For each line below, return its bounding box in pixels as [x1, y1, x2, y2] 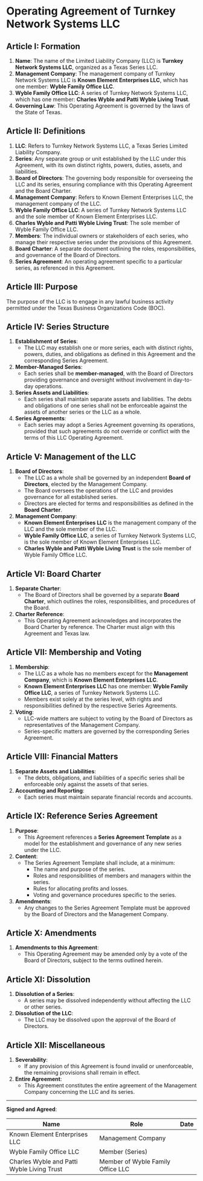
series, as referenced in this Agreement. [14, 264, 115, 272]
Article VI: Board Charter [6, 568, 101, 579]
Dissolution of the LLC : [14, 1010, 74, 1017]
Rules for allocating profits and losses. [33, 885, 129, 892]
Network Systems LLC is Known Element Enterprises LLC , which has [14, 77, 188, 83]
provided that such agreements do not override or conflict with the [24, 428, 190, 435]
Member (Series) [99, 1147, 148, 1156]
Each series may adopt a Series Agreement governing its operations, [24, 421, 195, 429]
